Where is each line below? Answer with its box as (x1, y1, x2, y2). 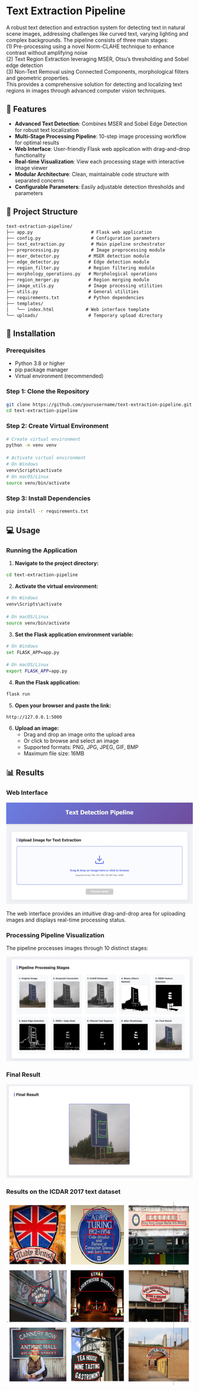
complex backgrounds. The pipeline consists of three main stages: (6, 36, 169, 43)
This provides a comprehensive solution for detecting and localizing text (6, 80, 182, 87)
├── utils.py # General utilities (6, 288, 139, 295)
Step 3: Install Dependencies (6, 494, 91, 502)
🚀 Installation (6, 328, 56, 338)
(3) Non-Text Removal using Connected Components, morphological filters (6, 68, 189, 75)
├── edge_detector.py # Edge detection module (6, 259, 150, 265)
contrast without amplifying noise (6, 49, 88, 56)
